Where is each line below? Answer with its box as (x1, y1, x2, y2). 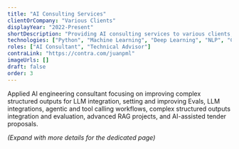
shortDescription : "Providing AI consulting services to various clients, (7, 30, 234, 38)
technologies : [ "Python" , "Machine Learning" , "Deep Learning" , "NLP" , (7, 37, 224, 44)
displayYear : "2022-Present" (7, 23, 94, 31)
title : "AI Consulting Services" (7, 10, 107, 18)
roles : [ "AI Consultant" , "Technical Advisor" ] (7, 43, 152, 50)
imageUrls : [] (7, 57, 50, 64)
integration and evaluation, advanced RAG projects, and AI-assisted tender (7, 111, 226, 121)
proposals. (7, 119, 39, 128)
